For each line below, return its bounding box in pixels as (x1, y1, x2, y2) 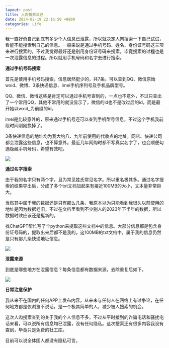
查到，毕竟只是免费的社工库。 (5, 327, 67, 333)
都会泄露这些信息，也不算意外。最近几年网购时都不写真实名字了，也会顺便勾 (5, 139, 164, 146)
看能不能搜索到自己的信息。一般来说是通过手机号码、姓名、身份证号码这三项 (5, 42, 164, 48)
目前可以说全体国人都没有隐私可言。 (5, 337, 80, 343)
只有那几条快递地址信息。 (9, 236, 63, 242)
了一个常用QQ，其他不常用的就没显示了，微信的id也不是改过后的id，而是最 (5, 99, 161, 106)
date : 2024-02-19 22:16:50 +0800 (5, 17, 75, 22)
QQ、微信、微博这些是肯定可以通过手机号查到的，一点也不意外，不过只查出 (5, 93, 162, 99)
